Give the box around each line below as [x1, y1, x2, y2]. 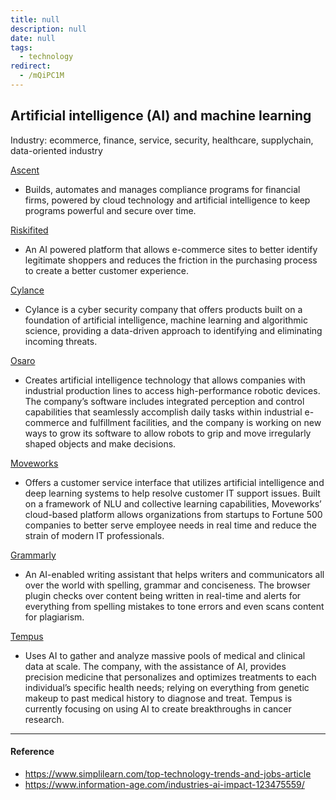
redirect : [10, 61, 52, 71]
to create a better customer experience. [24, 264, 190, 276]
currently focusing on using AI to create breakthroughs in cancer [24, 702, 292, 715]
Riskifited [10, 224, 49, 236]
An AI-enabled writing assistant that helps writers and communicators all [24, 568, 325, 580]
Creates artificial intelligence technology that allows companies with [24, 374, 306, 386]
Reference [10, 746, 55, 758]
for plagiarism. [24, 611, 85, 623]
